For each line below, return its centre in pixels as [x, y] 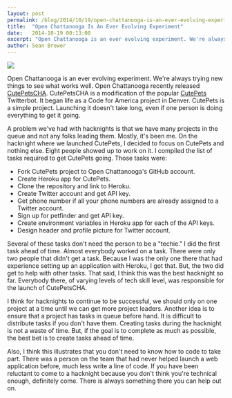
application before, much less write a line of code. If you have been [103, 366]
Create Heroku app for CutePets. [64, 179]
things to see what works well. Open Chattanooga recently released [104, 86]
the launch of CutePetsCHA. [47, 288]
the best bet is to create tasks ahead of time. [71, 338]
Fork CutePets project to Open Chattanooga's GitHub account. [106, 171]
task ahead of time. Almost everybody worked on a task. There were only [112, 251]
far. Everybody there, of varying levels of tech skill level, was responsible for [116, 280]
